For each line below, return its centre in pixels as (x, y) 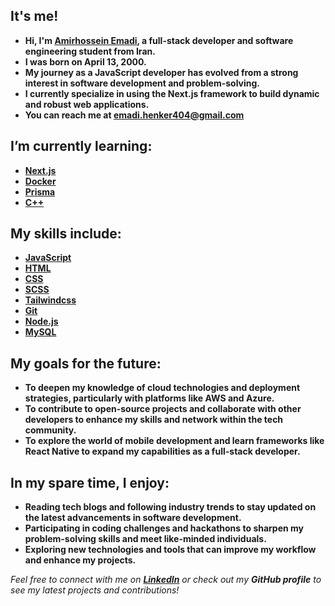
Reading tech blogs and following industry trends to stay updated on (170, 507)
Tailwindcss (50, 300)
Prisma (40, 191)
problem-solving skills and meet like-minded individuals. (145, 539)
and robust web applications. (87, 104)
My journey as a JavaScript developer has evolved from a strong (161, 72)
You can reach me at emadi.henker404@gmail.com (134, 115)
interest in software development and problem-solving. (142, 83)
